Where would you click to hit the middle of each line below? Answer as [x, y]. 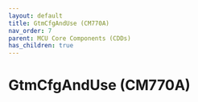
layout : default [35, 16]
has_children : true [41, 46]
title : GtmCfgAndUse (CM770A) [59, 23]
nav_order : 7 [30, 31]
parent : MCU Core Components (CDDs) [70, 38]
